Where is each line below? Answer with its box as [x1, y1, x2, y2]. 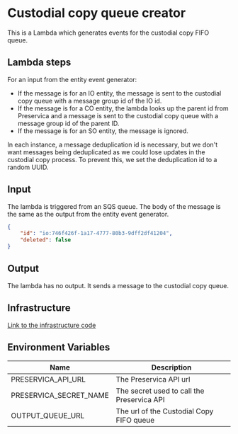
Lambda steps [7, 57, 72, 69]
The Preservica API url [115, 374, 191, 384]
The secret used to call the [115, 386, 205, 396]
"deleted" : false [20, 236, 72, 244]
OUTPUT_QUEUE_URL [11, 411, 85, 421]
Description [151, 362, 192, 372]
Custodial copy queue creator [7, 5, 186, 21]
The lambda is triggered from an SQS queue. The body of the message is [7, 202, 221, 210]
